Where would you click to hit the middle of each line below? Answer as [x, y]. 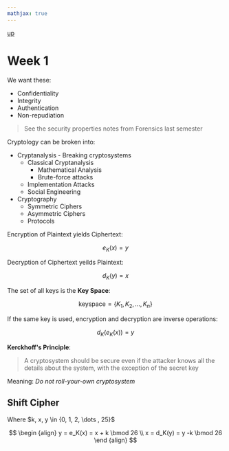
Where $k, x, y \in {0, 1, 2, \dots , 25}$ [61, 419]
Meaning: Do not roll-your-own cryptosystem [71, 381]
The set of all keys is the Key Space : [59, 291]
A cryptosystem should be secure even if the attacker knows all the [119, 360]
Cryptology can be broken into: [51, 142]
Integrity [29, 100]
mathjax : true [28, 13]
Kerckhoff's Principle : [39, 347]
